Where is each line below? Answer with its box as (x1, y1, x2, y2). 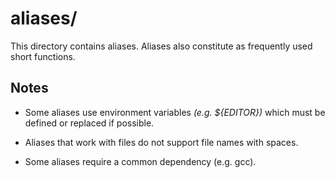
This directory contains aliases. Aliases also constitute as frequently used (10, 40, 313, 52)
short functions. (10, 50, 76, 62)
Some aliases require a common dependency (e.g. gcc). (24, 155, 257, 167)
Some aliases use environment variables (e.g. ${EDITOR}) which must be (24, 106, 326, 118)
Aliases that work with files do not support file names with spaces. (24, 136, 299, 148)
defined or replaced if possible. (24, 117, 155, 129)
